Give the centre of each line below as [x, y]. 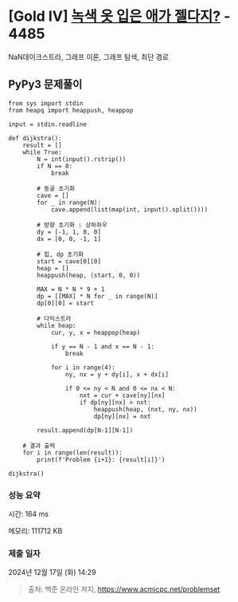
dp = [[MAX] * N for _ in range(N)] [98, 296]
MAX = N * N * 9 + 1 [71, 289]
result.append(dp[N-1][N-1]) [85, 430]
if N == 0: [55, 166]
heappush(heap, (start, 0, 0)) [89, 275]
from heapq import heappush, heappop [71, 110]
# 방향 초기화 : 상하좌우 [72, 225]
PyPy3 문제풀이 [45, 85]
